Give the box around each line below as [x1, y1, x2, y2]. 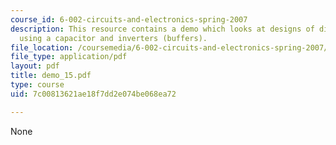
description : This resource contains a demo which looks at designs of [10, 24, 315, 34]
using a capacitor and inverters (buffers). [19, 33, 208, 43]
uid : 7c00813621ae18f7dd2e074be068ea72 [10, 89, 177, 99]
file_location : [10, 42, 74, 53]
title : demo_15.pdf [10, 71, 92, 81]
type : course [10, 80, 65, 90]
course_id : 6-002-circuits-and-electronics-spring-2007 [10, 14, 248, 25]
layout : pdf [10, 61, 60, 71]
